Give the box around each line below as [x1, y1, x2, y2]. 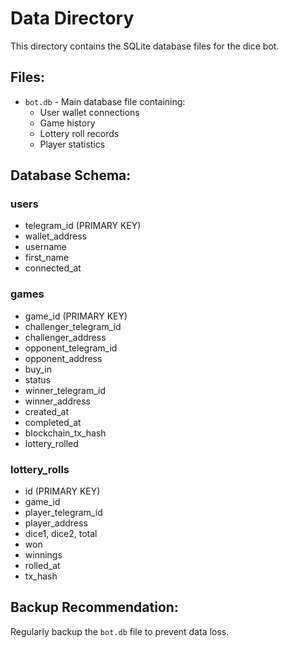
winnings [24, 549, 63, 561]
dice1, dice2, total [24, 528, 98, 540]
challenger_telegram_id [24, 320, 122, 332]
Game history [39, 117, 96, 129]
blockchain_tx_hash [24, 427, 107, 439]
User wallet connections [39, 106, 140, 118]
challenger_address [24, 331, 107, 343]
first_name [24, 252, 70, 264]
